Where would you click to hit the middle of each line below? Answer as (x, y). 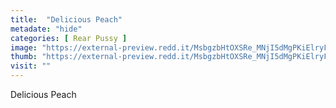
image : (24, 47)
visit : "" (31, 66)
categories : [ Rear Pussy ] (69, 38)
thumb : (24, 57)
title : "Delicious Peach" (66, 19)
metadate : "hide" (46, 29)
